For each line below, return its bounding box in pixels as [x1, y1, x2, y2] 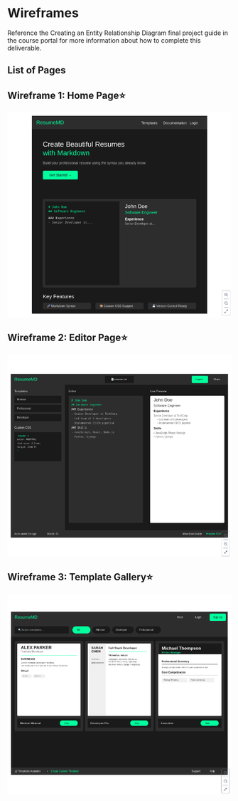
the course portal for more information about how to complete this [7, 36, 201, 44]
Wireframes [7, 5, 80, 21]
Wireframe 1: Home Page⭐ [7, 89, 126, 101]
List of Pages [7, 64, 66, 76]
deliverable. [7, 43, 42, 52]
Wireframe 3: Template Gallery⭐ [7, 571, 153, 583]
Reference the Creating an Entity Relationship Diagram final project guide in [7, 28, 229, 37]
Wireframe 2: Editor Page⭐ [7, 331, 128, 343]
